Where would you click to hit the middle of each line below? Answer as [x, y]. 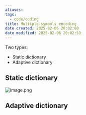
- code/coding [24, 19]
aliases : [14, 10]
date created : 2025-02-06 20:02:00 [42, 28]
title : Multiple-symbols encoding [41, 24]
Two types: [17, 47]
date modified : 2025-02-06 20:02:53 [43, 33]
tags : [11, 14]
